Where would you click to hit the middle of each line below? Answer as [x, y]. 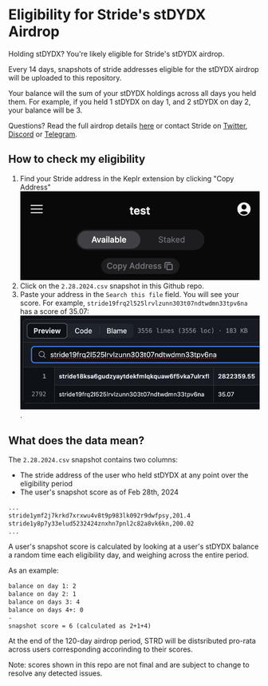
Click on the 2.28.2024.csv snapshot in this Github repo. [112, 286]
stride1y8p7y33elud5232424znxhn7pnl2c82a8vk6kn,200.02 [101, 524]
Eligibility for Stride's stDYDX [107, 15]
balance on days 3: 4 [44, 602]
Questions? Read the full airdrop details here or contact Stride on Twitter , [128, 125]
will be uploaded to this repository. [65, 77]
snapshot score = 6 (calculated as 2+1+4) [80, 626]
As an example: [33, 571]
